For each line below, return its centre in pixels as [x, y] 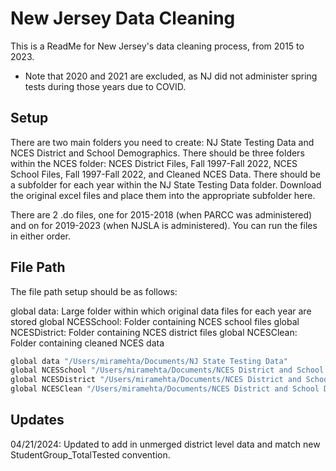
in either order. [40, 236]
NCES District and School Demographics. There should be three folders [157, 153]
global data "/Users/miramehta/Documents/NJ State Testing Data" [149, 361]
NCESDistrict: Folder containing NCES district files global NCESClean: [154, 332]
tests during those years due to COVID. [105, 86]
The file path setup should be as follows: [94, 291]
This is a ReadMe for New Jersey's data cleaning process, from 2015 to [157, 46]
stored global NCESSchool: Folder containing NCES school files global [155, 321]
